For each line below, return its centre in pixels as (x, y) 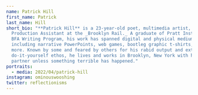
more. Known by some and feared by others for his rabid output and (97, 50)
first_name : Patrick (32, 17)
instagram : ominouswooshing (41, 77)
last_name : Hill (26, 22)
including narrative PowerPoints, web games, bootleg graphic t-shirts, (103, 45)
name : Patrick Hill (30, 12)
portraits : (19, 66)
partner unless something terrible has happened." (75, 61)
